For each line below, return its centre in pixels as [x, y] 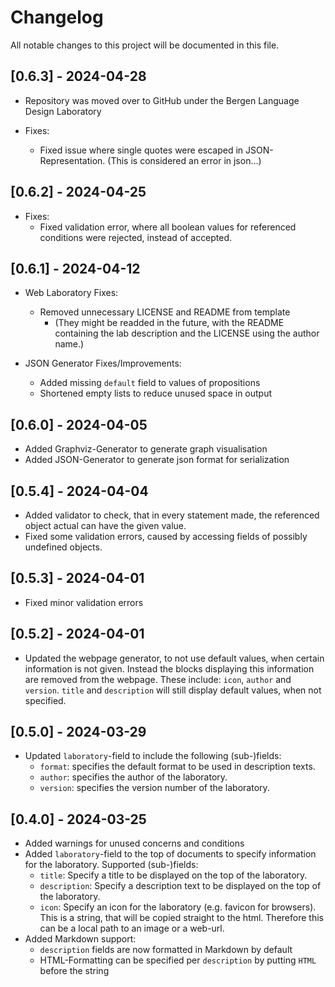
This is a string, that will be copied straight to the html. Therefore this [181, 918]
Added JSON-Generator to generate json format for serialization [157, 460]
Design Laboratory [63, 111]
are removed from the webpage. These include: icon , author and [158, 679]
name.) [69, 344]
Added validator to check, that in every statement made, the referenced [172, 515]
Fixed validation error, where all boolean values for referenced [168, 227]
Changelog [57, 17]
